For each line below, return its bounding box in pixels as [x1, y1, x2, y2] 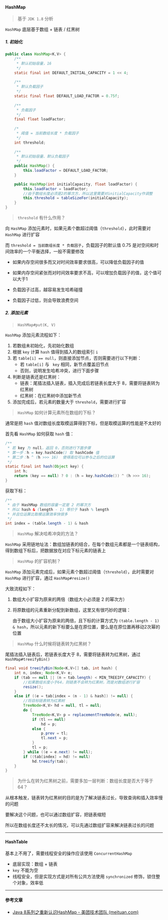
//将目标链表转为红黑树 [23, 698, 65, 703]
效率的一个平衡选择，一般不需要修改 [9, 248, 84, 255]
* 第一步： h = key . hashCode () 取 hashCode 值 [7, 450, 99, 455]
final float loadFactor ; [14, 117, 66, 122]
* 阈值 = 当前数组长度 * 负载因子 [16, 131, 79, 136]
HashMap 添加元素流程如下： [5, 332, 62, 338]
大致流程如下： [5, 586, 36, 592]
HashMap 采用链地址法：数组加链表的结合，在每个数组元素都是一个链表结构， [5, 541, 162, 548]
